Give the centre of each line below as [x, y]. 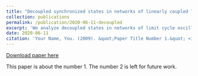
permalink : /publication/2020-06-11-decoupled [64, 22]
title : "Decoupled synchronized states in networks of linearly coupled [97, 11]
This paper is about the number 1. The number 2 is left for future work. [92, 67]
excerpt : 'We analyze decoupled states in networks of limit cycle [91, 28]
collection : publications [38, 17]
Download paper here [32, 55]
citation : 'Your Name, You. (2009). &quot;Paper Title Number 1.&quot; [96, 39]
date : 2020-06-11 [27, 33]
